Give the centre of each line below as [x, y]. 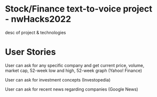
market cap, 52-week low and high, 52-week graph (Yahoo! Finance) [74, 70]
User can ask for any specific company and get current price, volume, [75, 65]
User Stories [30, 52]
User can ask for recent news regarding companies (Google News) [72, 89]
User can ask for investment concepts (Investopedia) [58, 80]
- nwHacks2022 [38, 19]
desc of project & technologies [36, 32]
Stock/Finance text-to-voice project [79, 9]
